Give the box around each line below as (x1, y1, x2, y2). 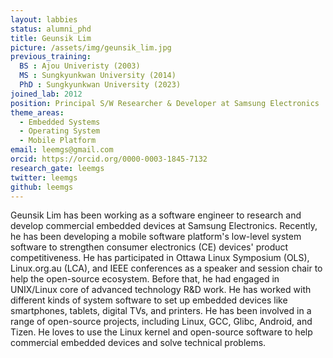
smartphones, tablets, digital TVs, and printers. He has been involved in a (10, 305, 312, 317)
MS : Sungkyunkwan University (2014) (19, 71, 177, 81)
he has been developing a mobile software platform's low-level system (10, 231, 302, 243)
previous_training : (10, 52, 92, 62)
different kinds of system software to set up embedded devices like (10, 294, 288, 306)
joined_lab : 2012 (10, 89, 83, 99)
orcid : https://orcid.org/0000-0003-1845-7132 (10, 154, 208, 164)
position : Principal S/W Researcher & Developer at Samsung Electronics (10, 98, 320, 108)
